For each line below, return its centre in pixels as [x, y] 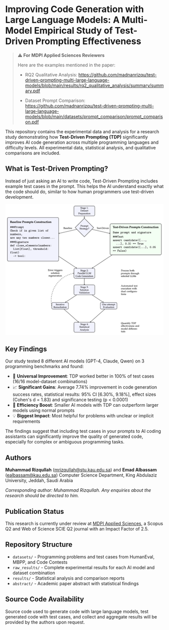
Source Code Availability [45, 599]
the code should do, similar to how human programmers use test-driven [80, 192]
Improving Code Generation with [75, 9]
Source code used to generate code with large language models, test [77, 611]
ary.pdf [32, 91]
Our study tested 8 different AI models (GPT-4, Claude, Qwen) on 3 [75, 361]
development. [19, 197]
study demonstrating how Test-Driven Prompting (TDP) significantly [77, 137]
